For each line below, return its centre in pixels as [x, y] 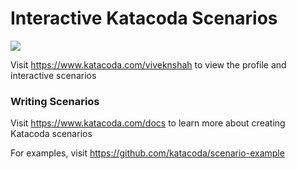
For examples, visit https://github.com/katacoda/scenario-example [147, 153]
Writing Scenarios [55, 101]
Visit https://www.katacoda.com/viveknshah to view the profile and [148, 64]
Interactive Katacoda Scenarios [144, 18]
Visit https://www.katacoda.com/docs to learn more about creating [148, 123]
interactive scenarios [53, 75]
